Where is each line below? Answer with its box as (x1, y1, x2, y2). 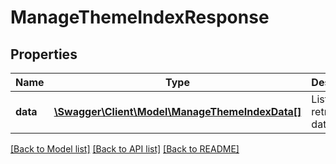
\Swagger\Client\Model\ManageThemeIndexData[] (53, 105, 302, 118)
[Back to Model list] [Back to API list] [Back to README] (10, 143, 240, 155)
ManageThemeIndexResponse (10, 6, 270, 29)
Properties (10, 46, 78, 63)
